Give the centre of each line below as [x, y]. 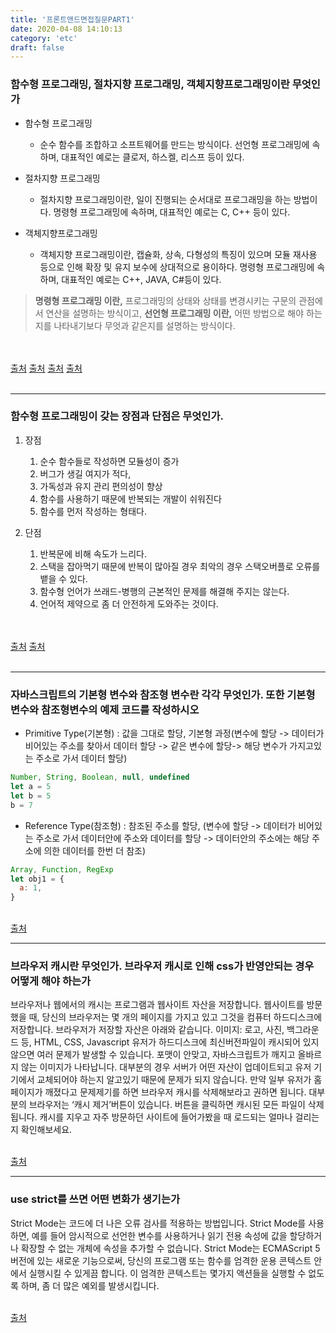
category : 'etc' [44, 38]
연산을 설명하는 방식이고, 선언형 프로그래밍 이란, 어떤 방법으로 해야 [175, 313]
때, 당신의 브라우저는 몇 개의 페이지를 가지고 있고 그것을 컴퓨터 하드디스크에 [175, 1017]
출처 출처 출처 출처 [46, 368]
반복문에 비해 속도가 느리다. [93, 553]
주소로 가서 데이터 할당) [81, 758]
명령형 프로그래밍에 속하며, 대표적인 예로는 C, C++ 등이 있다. [172, 212]
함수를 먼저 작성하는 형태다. [93, 511]
